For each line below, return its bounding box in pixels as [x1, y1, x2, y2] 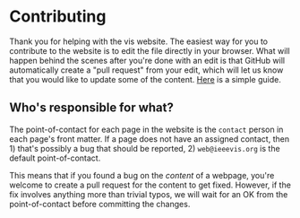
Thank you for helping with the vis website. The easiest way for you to [9, 36, 269, 47]
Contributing [9, 6, 107, 27]
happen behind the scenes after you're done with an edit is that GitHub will [9, 55, 285, 65]
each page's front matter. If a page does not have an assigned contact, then [9, 133, 289, 144]
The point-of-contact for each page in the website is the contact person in [9, 124, 284, 135]
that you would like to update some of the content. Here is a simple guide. [9, 74, 282, 84]
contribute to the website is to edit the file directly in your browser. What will [9, 45, 290, 56]
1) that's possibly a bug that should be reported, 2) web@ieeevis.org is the [9, 143, 280, 153]
